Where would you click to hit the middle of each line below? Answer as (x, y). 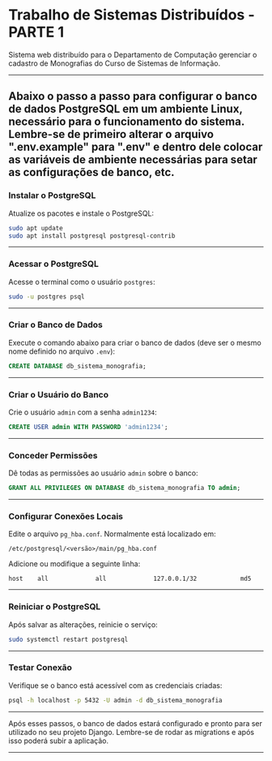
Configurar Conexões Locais (66, 516)
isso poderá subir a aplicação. (59, 741)
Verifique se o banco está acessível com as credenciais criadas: (115, 685)
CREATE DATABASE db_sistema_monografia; (78, 366)
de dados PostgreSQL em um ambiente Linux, (125, 109)
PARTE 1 (36, 32)
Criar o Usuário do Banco (59, 394)
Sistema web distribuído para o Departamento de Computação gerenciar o (133, 54)
